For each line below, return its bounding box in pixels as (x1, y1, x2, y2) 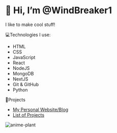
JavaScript (12, 54, 36, 60)
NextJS (12, 76, 28, 82)
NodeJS (12, 65, 30, 71)
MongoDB (12, 70, 34, 76)
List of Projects (12, 112, 45, 118)
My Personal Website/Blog (12, 107, 69, 113)
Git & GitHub (12, 81, 39, 87)
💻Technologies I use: (5, 32, 51, 38)
